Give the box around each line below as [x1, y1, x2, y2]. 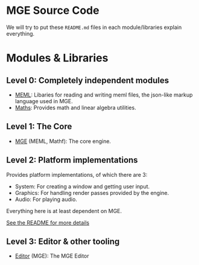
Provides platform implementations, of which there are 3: [6, 171, 148, 178]
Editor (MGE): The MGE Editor [14, 252, 89, 260]
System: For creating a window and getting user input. [14, 182, 150, 190]
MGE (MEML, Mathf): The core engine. [14, 137, 112, 145]
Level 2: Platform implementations [6, 155, 138, 165]
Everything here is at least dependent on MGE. [6, 207, 122, 214]
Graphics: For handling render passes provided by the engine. [14, 189, 169, 196]
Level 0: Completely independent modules [6, 75, 169, 85]
